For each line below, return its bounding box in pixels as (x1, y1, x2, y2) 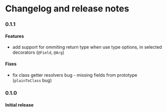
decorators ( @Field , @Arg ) (12, 49, 65, 55)
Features (5, 33, 24, 39)
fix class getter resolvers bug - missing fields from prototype (12, 72, 138, 78)
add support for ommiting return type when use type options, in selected (12, 44, 162, 50)
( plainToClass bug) (12, 77, 52, 83)
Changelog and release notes (5, 3, 130, 14)
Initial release (5, 102, 34, 108)
